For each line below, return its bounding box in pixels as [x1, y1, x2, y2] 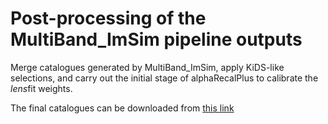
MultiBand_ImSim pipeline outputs [10, 28, 303, 51]
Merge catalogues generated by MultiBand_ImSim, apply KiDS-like [10, 61, 285, 73]
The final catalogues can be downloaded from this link [10, 102, 235, 114]
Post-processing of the [10, 7, 207, 30]
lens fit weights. [10, 82, 73, 94]
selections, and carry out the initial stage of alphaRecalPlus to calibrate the [10, 72, 319, 84]
